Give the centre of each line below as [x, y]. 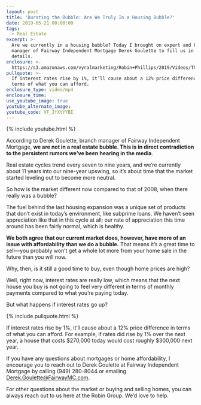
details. [22, 56]
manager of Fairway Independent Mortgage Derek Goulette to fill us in [103, 51]
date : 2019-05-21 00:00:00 [40, 23]
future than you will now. [36, 257]
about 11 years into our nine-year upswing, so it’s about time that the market [100, 171]
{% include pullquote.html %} [42, 316]
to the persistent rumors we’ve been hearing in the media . [80, 153]
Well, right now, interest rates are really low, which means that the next [93, 280]
